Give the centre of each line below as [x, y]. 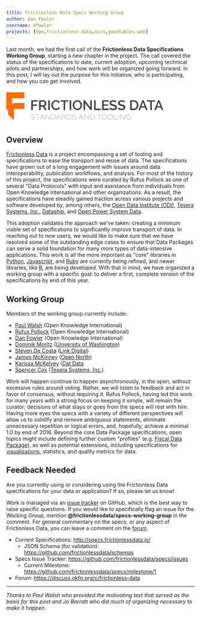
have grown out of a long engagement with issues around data [83, 167]
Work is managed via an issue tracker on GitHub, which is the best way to [97, 503]
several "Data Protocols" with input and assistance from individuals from [95, 186]
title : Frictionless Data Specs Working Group [65, 13]
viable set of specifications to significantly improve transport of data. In [94, 229]
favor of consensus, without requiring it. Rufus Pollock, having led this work [99, 394]
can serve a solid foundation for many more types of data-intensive [89, 249]
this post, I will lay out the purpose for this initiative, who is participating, [95, 75]
